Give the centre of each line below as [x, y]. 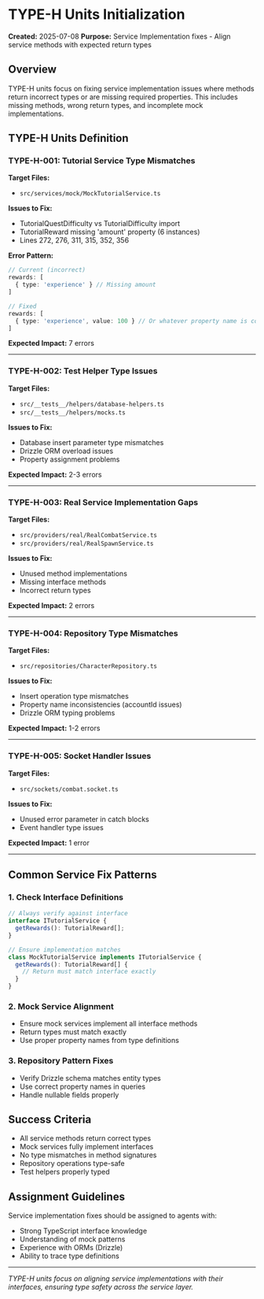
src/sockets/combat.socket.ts [69, 789]
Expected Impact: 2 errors [51, 606]
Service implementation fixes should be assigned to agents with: [113, 1215]
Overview [33, 70]
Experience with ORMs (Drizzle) [71, 1248]
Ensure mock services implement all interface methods [108, 1024]
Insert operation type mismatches [74, 696]
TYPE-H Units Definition [68, 138]
